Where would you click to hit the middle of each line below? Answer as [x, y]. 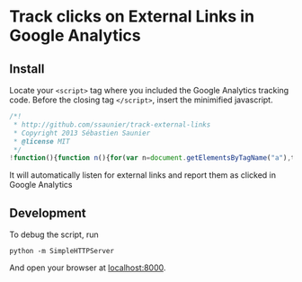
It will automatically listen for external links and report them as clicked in [143, 175]
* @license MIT [41, 141]
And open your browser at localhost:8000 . [88, 268]
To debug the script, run [54, 234]
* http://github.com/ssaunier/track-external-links [112, 124]
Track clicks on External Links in [132, 17]
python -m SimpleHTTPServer [62, 251]
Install [27, 69]
